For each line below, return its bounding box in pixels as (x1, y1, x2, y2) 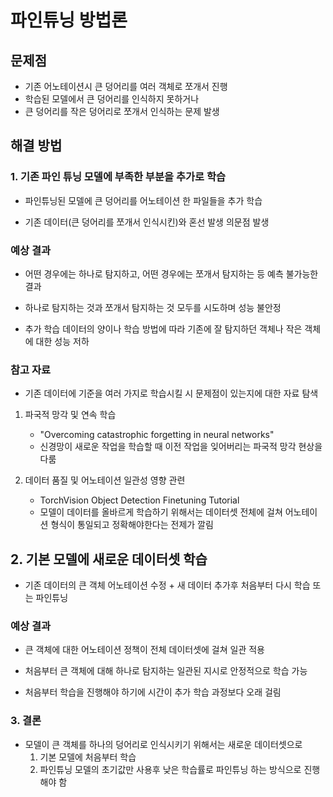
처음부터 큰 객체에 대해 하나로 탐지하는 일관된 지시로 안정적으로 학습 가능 (24, 665, 308, 677)
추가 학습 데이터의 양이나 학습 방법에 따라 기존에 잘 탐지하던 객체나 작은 (24, 322, 303, 335)
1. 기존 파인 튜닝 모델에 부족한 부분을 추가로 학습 (10, 170, 227, 184)
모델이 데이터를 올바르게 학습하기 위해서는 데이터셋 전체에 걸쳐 (39, 506, 283, 518)
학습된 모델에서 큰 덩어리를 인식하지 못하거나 (24, 93, 200, 105)
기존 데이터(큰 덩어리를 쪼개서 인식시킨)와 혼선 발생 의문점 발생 (24, 216, 270, 228)
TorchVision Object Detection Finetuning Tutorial (39, 494, 240, 506)
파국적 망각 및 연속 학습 (24, 409, 117, 421)
